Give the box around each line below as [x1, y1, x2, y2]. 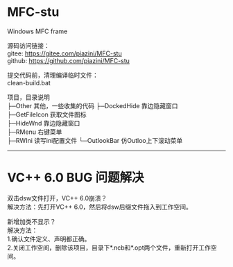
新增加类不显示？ [7, 217, 56, 225]
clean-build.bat [7, 78, 51, 87]
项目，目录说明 [7, 93, 50, 101]
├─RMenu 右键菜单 [7, 128, 62, 136]
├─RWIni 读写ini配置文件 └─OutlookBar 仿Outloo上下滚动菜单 [7, 136, 183, 144]
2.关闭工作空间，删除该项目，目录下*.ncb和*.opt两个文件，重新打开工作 [7, 243, 212, 252]
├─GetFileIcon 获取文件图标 [7, 110, 87, 119]
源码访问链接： [7, 41, 50, 49]
